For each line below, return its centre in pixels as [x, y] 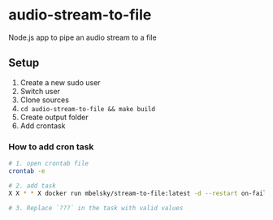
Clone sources [44, 100]
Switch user [40, 91]
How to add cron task [51, 146]
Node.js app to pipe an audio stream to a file [82, 37]
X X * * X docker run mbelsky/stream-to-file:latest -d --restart [123, 193]
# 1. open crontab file [49, 164]
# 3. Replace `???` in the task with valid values [96, 208]
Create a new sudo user [60, 82]
